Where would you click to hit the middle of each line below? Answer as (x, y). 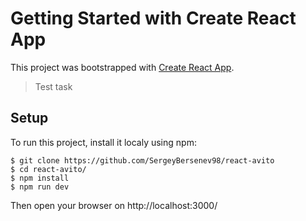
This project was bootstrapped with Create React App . (122, 67)
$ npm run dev (40, 187)
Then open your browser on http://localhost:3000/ (114, 205)
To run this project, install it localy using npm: (103, 142)
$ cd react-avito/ (48, 169)
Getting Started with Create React (153, 18)
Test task (53, 86)
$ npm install (40, 178)
